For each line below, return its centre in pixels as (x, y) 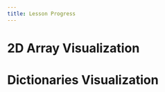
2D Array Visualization (73, 48)
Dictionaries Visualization (83, 80)
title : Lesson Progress (42, 14)
